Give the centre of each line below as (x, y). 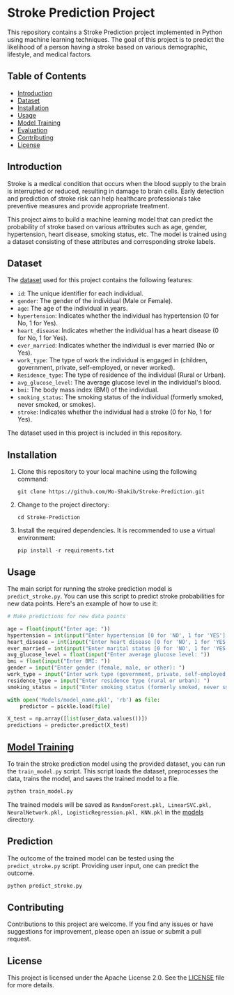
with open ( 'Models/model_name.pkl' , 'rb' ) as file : (84, 700)
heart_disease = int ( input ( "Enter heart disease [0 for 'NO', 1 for (109, 642)
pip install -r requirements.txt (66, 551)
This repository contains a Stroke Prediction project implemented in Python (115, 32)
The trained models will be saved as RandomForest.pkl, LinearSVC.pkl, (110, 804)
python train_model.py (40, 791)
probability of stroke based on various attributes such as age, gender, (107, 226)
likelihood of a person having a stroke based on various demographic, (107, 47)
